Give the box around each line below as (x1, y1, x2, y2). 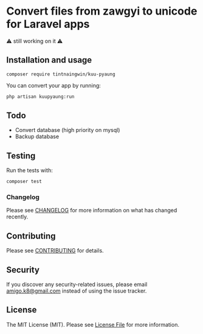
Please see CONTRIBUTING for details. (6, 247, 105, 254)
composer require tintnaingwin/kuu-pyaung (6, 71, 115, 77)
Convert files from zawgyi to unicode (6, 4, 198, 18)
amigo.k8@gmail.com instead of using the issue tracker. (6, 287, 147, 294)
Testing (6, 150, 36, 161)
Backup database (15, 133, 60, 141)
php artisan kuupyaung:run (6, 93, 75, 100)
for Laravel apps (6, 17, 90, 31)
